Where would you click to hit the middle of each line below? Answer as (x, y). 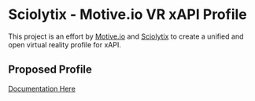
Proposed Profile (50, 70)
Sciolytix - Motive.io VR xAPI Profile (128, 15)
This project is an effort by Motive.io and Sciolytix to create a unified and (126, 36)
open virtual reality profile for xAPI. (65, 44)
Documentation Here (42, 88)
